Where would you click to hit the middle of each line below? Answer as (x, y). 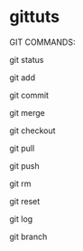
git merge (27, 112)
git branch (28, 236)
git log (21, 219)
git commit (29, 95)
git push (25, 165)
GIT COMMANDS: (42, 42)
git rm (20, 183)
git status (27, 59)
